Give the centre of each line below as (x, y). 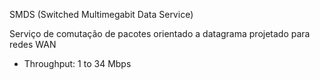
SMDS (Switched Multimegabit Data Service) (101, 14)
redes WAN (33, 44)
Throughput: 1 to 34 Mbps (77, 63)
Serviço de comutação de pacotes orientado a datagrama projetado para (160, 33)
